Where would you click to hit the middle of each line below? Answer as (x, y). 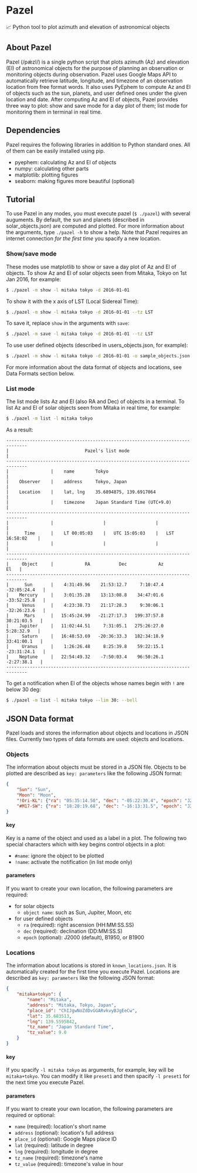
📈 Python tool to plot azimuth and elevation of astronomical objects (88, 26)
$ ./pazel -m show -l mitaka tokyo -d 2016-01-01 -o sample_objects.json (98, 356)
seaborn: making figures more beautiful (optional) (74, 181)
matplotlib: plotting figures (46, 175)
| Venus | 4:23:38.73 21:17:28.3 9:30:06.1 (85, 606)
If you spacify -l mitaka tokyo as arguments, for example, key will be (90, 1070)
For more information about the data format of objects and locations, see (94, 367)
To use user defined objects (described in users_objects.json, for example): (97, 345)
